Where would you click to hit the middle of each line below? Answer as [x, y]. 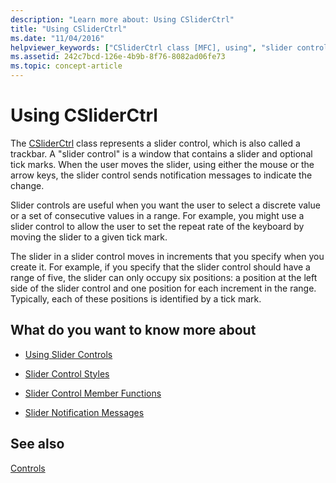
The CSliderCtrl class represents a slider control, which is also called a [155, 143]
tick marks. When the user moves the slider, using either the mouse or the [162, 164]
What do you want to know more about [133, 330]
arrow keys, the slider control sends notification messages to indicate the [161, 175]
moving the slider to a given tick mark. [89, 237]
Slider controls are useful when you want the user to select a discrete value [165, 205]
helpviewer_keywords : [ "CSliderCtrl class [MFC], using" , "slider [151, 47]
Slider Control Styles [67, 373]
